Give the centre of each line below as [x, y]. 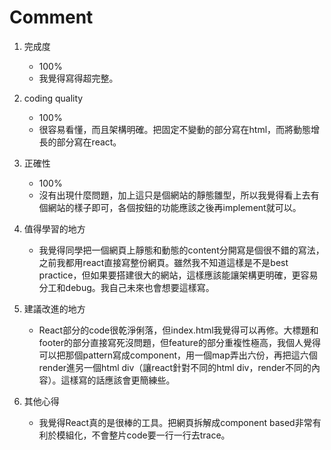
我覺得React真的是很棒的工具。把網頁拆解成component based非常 [175, 422]
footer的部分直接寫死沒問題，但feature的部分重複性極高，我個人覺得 [180, 342]
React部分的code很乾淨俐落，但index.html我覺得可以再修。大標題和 [178, 330]
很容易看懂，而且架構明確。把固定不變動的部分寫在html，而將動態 [175, 129]
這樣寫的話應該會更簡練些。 [118, 380]
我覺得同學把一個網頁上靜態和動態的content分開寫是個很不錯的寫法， [181, 250]
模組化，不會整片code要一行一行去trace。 [143, 435]
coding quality [53, 98]
